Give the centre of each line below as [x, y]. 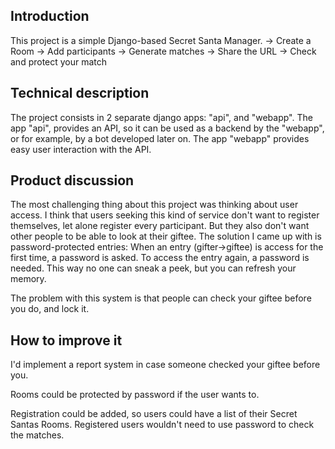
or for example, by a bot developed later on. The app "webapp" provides [160, 138]
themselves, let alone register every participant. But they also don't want [160, 226]
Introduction [50, 16]
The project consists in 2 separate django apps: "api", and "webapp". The [161, 117]
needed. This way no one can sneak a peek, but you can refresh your [153, 268]
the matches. [37, 435]
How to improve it [66, 340]
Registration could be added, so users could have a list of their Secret [154, 414]
